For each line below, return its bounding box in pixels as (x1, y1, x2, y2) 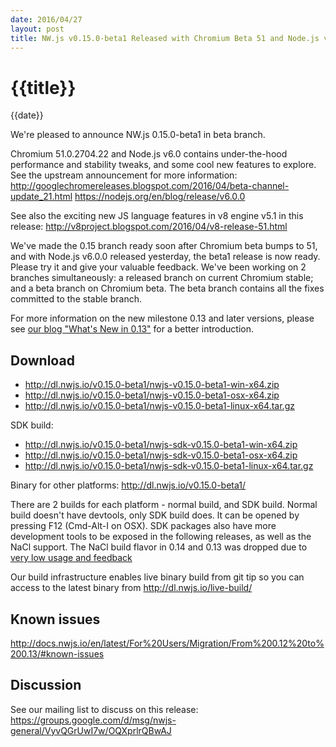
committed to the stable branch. (10, 293, 142, 305)
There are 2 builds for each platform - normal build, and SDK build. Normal (10, 499, 318, 511)
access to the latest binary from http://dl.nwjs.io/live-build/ (10, 582, 253, 594)
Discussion (10, 677, 82, 694)
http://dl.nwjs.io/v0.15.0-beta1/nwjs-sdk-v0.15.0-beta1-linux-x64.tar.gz (24, 460, 314, 472)
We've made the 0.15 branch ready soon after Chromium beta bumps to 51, (10, 240, 318, 252)
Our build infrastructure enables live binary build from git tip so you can (10, 571, 305, 583)
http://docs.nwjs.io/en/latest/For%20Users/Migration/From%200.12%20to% (10, 637, 325, 649)
